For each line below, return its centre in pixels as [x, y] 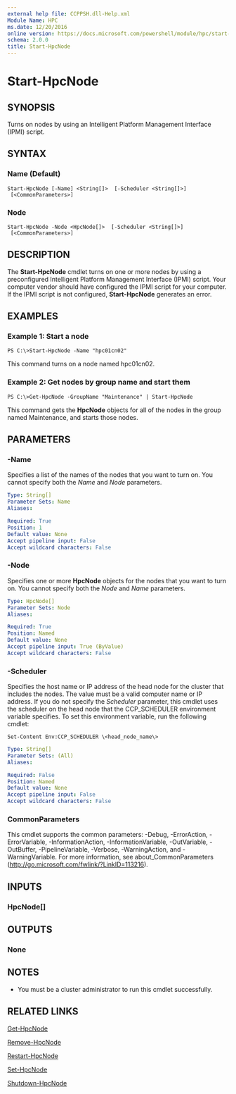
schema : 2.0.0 [28, 40]
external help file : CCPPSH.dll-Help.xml [69, 14]
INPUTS [25, 887]
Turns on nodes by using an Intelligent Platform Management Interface [110, 124]
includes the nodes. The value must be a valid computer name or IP [105, 694]
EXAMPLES [33, 317]
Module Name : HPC [33, 20]
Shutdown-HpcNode [37, 1083]
